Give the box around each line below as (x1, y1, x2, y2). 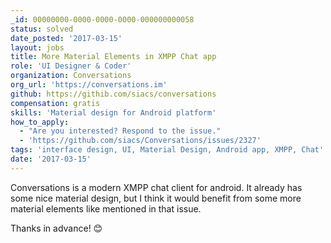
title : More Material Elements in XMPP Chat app (10, 52, 217, 62)
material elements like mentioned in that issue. (10, 202, 202, 215)
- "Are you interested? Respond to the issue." (19, 126, 222, 136)
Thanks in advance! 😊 (10, 222, 103, 234)
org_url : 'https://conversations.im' (10, 80, 168, 90)
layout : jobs (10, 42, 65, 53)
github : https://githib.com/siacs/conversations (10, 89, 217, 99)
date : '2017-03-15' (10, 154, 92, 164)
